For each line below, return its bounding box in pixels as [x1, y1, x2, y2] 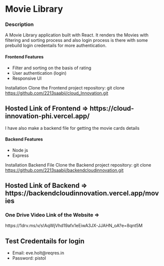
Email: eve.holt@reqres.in [12, 250, 65, 256]
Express [12, 152, 29, 158]
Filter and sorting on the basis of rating [12, 65, 92, 71]
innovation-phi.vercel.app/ [5, 112, 90, 120]
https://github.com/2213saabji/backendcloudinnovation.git [5, 167, 124, 173]
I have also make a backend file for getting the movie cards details [5, 125, 140, 131]
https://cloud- [89, 104, 134, 113]
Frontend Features [5, 54, 44, 60]
